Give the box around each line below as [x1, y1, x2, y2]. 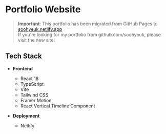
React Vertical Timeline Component [20, 103, 96, 109]
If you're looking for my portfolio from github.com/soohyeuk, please [17, 31, 161, 37]
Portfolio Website [5, 4, 81, 15]
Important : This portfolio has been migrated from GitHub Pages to [17, 21, 158, 27]
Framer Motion [20, 97, 52, 103]
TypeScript [20, 81, 44, 87]
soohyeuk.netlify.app [17, 26, 63, 32]
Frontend [12, 65, 33, 71]
